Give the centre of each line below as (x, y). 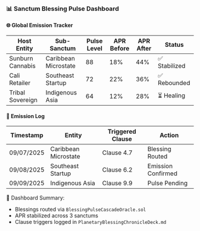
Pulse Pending (168, 183)
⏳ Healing (171, 95)
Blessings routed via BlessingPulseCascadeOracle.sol (80, 210)
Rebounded (174, 83)
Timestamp (27, 135)
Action (169, 135)
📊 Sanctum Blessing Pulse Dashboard (62, 8)
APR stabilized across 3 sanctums (56, 216)
